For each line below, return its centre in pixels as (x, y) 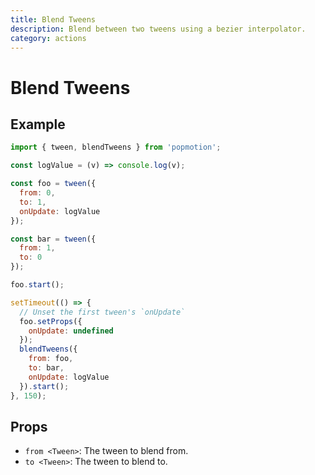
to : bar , (46, 368)
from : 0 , (37, 193)
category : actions (48, 38)
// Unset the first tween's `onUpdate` (102, 312)
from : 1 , (37, 248)
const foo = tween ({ (53, 184)
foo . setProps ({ (51, 321)
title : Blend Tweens (53, 19)
